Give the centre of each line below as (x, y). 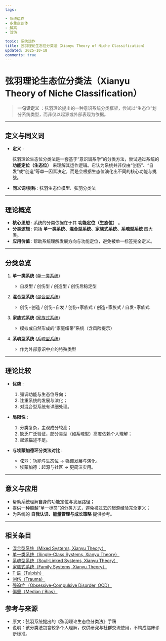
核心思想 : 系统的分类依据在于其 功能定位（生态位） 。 (67, 223)
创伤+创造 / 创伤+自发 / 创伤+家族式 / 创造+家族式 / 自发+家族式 (84, 307)
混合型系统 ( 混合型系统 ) (36, 297)
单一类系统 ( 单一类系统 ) (36, 276)
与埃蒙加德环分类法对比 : (37, 450)
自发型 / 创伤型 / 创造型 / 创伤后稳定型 (58, 286)
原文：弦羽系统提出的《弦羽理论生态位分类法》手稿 (64, 621)
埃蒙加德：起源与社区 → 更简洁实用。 (58, 467)
